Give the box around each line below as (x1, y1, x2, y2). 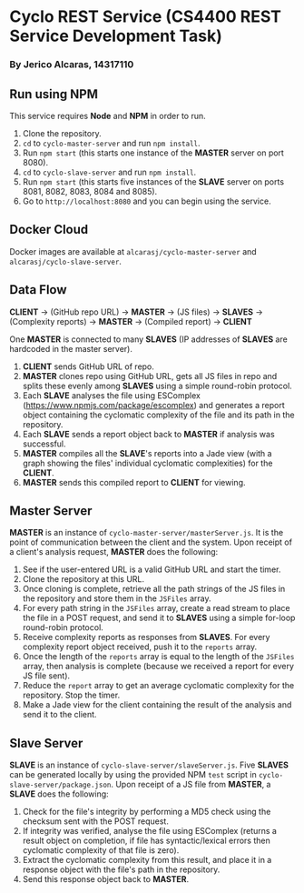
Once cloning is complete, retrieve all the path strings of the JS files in (22, 584, 286, 595)
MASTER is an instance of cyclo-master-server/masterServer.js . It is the (9, 527, 284, 538)
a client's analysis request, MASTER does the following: (9, 547, 219, 557)
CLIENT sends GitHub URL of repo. (22, 361, 154, 372)
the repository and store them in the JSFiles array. (22, 593, 211, 604)
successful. (22, 438, 66, 449)
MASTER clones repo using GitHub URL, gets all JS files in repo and (22, 370, 278, 381)
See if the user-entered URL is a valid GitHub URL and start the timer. (22, 564, 281, 575)
